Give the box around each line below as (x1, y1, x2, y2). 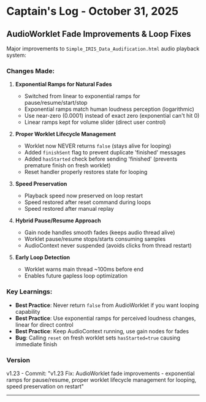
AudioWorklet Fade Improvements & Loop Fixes (6, 29, 191, 39)
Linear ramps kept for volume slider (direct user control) (24, 118, 166, 126)
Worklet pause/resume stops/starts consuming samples (24, 235, 166, 243)
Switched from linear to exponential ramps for (24, 93, 140, 100)
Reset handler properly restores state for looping (24, 169, 148, 176)
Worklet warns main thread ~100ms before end (24, 265, 144, 273)
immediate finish (15, 340, 58, 347)
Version (6, 355, 31, 364)
